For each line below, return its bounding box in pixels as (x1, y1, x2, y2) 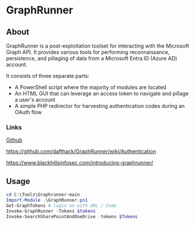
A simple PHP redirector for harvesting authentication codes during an (14, 103, 185, 109)
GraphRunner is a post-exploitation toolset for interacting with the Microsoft (6, 42, 189, 49)
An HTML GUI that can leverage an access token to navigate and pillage (14, 90, 189, 97)
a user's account (14, 96, 56, 103)
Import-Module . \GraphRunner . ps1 (6, 197, 88, 203)
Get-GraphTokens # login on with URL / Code (6, 203, 117, 209)
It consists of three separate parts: (6, 73, 90, 79)
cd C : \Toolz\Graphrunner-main (6, 192, 80, 198)
